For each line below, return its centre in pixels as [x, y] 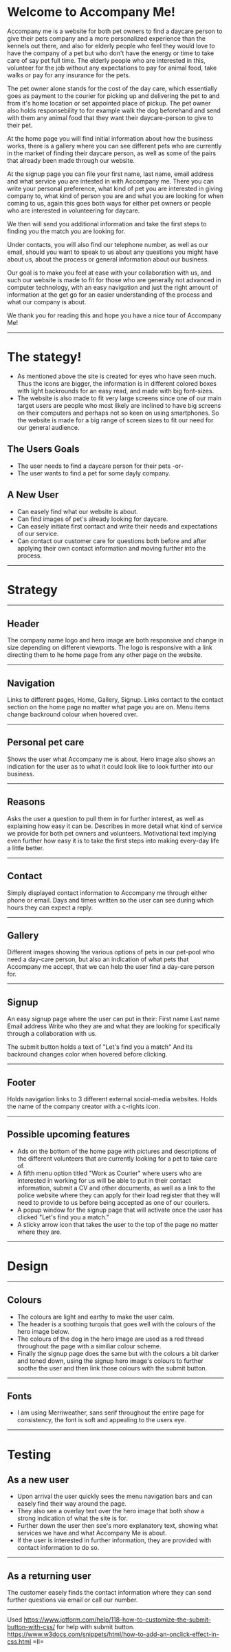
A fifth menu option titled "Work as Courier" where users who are [110, 1173]
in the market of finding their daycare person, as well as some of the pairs [112, 153]
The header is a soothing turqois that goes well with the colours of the [116, 1324]
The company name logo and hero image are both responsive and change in [115, 640]
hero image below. [43, 1331]
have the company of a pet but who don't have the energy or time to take [111, 53]
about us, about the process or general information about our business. [108, 259]
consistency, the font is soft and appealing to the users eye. [102, 1420]
